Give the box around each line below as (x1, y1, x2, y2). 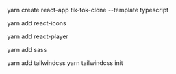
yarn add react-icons (7, 19, 66, 27)
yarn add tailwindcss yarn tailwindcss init (7, 59, 123, 67)
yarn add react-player (7, 32, 68, 40)
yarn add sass (7, 46, 47, 53)
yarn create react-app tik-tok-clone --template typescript (7, 6, 169, 14)
